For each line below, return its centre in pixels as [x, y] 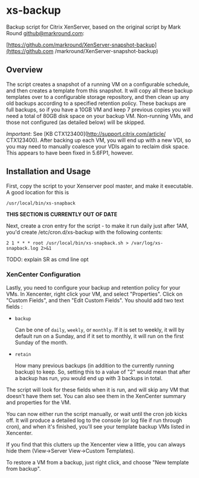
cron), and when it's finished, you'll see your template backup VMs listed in [98, 426]
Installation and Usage [48, 171]
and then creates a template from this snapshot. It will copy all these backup [99, 91]
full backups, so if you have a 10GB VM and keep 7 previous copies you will [98, 109]
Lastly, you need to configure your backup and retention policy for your [93, 287]
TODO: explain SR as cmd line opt [48, 259]
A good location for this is [38, 192]
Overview [25, 70]
